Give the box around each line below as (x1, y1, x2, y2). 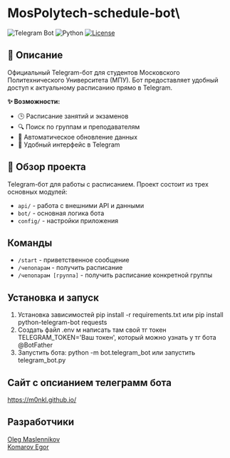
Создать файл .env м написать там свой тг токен (17, 326, 167, 334)
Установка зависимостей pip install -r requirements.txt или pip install (17, 311, 224, 319)
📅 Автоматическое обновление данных (17, 132, 137, 141)
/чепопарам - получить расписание (17, 264, 123, 272)
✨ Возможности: (7, 97, 61, 105)
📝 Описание (7, 49, 63, 61)
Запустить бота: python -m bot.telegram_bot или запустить (17, 348, 196, 357)
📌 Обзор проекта (7, 161, 87, 173)
